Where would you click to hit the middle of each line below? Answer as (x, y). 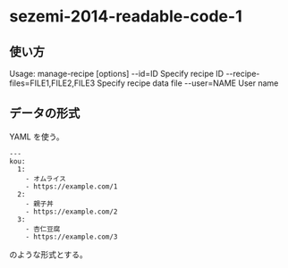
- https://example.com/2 (72, 212)
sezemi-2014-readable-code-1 (126, 17)
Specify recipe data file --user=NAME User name (188, 83)
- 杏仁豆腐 (43, 229)
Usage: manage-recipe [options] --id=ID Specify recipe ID (117, 74)
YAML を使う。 (37, 137)
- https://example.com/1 (72, 186)
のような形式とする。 (48, 254)
